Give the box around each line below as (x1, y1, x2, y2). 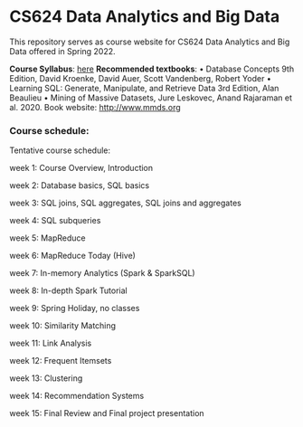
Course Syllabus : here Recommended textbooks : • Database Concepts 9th (9, 63, 295, 74)
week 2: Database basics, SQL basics (9, 180, 150, 191)
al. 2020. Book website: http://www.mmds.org (9, 101, 181, 112)
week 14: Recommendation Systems (9, 391, 145, 402)
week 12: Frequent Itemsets (9, 356, 112, 366)
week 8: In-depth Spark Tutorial (9, 285, 128, 296)
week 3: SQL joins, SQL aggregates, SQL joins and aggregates (9, 197, 241, 209)
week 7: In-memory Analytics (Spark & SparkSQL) (9, 268, 196, 279)
